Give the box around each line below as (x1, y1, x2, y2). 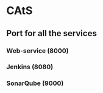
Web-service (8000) (6, 46, 69, 55)
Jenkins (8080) (6, 62, 54, 71)
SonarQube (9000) (6, 79, 64, 87)
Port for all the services (6, 28, 98, 39)
